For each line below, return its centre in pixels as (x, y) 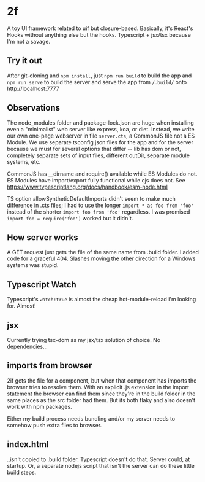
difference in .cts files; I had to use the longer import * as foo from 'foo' (101, 205)
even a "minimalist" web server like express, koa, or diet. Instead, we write (101, 129)
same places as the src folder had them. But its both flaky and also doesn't (101, 400)
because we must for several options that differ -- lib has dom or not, (94, 149)
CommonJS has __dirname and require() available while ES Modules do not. (102, 174)
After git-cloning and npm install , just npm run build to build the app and (99, 76)
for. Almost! (21, 306)
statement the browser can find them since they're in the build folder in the (101, 394)
